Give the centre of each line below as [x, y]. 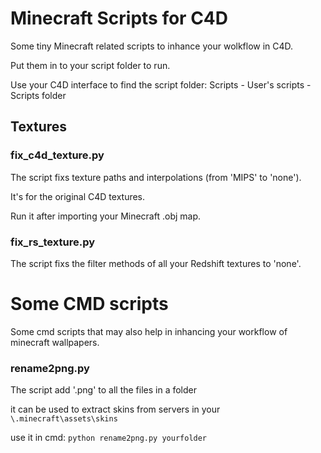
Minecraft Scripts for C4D [119, 18]
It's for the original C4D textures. [78, 196]
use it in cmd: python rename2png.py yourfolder [109, 438]
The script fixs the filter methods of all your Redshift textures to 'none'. [156, 263]
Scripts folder [38, 95]
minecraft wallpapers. [55, 342]
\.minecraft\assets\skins [64, 419]
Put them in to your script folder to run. [90, 65]
